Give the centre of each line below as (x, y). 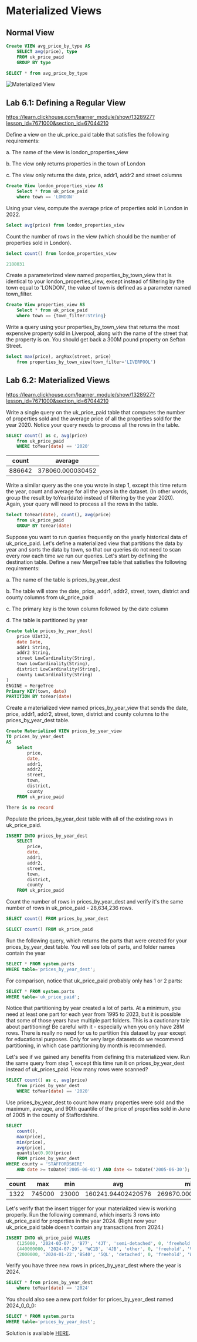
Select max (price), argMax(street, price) (59, 357)
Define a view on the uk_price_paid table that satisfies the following (88, 135)
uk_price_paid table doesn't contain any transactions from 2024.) (85, 1227)
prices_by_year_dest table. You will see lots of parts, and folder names (91, 946)
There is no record (30, 808)
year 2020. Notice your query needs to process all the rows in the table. (93, 424)
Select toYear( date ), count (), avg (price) (59, 515)
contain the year (26, 953)
